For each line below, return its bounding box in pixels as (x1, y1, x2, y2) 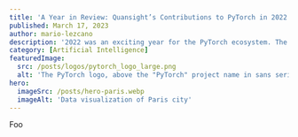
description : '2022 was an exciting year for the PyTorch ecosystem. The (9, 37, 288, 47)
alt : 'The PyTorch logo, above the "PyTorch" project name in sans (17, 71, 272, 80)
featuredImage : (9, 54, 66, 63)
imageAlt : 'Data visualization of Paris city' (17, 95, 192, 104)
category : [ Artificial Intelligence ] (9, 46, 149, 55)
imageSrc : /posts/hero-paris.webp (17, 87, 145, 95)
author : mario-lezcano (9, 29, 93, 38)
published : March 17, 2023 (9, 21, 109, 30)
